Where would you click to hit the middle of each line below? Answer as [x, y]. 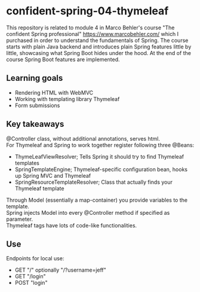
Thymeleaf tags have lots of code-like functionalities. [72, 225]
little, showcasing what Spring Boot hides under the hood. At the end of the [99, 53]
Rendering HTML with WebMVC [54, 92]
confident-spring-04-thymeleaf [87, 11]
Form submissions [37, 105]
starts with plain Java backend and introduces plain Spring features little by [99, 47]
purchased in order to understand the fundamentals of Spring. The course [97, 40]
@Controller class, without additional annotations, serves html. [83, 138]
